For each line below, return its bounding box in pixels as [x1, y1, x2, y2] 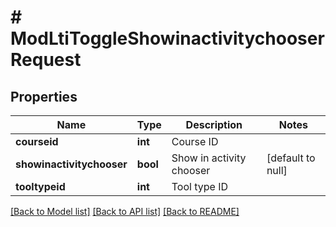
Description [185, 118, 243, 131]
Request [10, 49, 82, 71]
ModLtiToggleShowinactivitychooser [10, 27, 325, 50]
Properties [10, 88, 78, 105]
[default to [266, 151, 316, 165]
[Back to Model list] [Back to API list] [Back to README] [10, 206, 240, 217]
